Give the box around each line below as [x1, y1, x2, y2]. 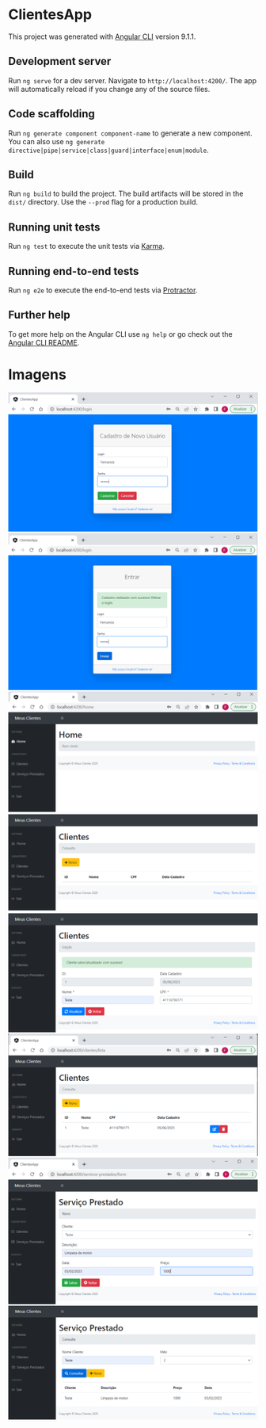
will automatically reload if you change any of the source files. [8, 84, 211, 94]
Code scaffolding [8, 107, 95, 120]
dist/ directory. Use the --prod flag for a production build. [8, 197, 198, 207]
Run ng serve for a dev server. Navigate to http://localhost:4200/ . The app [8, 75, 257, 85]
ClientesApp [8, 6, 93, 24]
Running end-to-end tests [8, 264, 139, 278]
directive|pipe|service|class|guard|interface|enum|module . [8, 145, 209, 155]
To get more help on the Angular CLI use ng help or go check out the [8, 329, 233, 338]
